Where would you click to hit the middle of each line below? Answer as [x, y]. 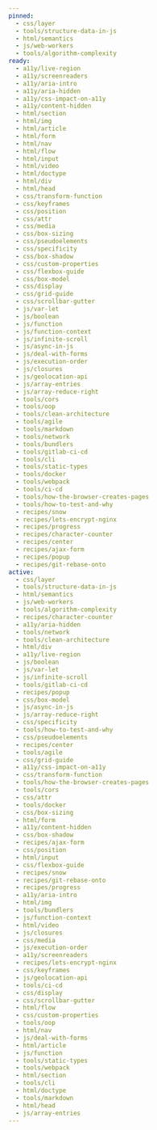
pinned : [21, 16]
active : [21, 572]
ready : [19, 61]
